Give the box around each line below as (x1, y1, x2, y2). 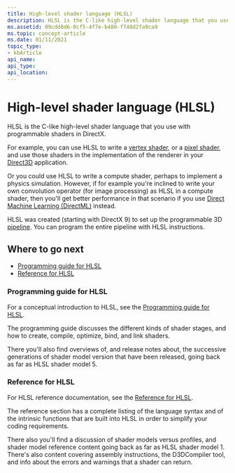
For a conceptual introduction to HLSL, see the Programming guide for (7, 302, 210, 311)
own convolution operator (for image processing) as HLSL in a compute (7, 187, 213, 195)
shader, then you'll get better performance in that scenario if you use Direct (7, 194, 225, 203)
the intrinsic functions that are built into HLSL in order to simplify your (7, 414, 208, 422)
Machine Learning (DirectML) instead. (7, 201, 117, 211)
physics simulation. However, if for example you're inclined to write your (7, 180, 215, 188)
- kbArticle (7, 50, 42, 57)
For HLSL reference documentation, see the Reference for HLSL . (7, 393, 194, 401)
